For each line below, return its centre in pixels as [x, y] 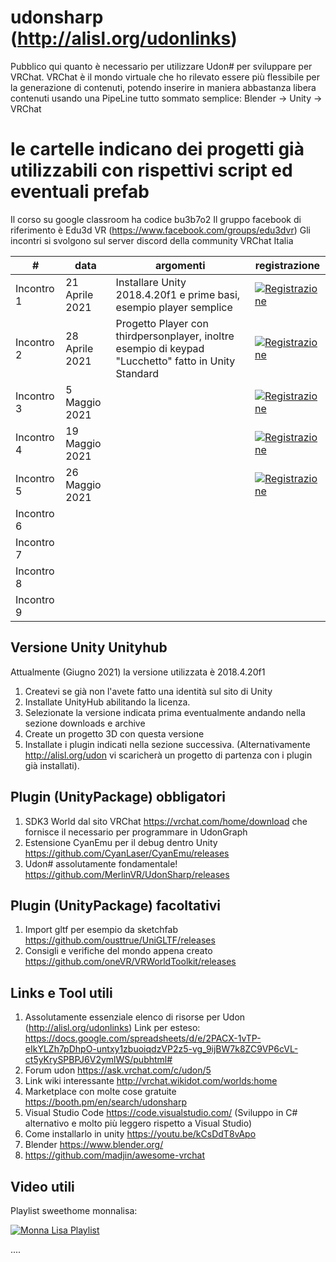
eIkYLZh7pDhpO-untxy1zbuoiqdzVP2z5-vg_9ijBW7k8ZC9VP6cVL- [161, 1049]
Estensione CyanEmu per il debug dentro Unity [121, 842]
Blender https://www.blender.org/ [94, 1145]
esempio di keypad [160, 348]
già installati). [52, 765]
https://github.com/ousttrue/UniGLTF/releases [120, 940]
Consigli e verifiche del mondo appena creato [118, 951]
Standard [137, 373]
